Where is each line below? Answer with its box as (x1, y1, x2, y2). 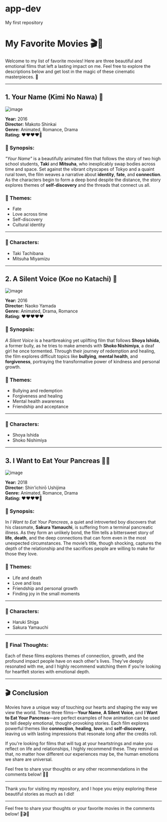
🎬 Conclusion (5, 688, 49, 697)
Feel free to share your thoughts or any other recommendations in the (5, 766, 148, 772)
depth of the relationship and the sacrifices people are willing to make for (5, 546, 155, 551)
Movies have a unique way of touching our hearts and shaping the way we (5, 704, 158, 710)
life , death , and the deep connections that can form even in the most (5, 535, 147, 541)
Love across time (12, 211, 48, 217)
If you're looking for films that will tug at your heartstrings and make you (5, 741, 153, 747)
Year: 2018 (5, 480, 28, 486)
